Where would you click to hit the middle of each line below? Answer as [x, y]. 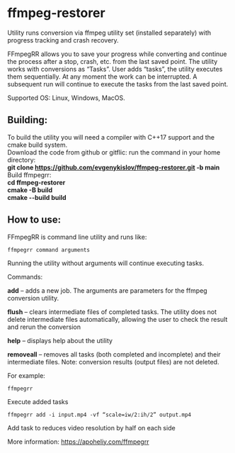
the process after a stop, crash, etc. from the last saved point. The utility [113, 61]
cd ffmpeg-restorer [36, 182]
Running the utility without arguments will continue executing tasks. [106, 263]
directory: [22, 160]
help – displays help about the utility [60, 340]
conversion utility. [33, 298]
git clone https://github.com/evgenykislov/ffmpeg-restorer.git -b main [114, 167]
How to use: [34, 220]
